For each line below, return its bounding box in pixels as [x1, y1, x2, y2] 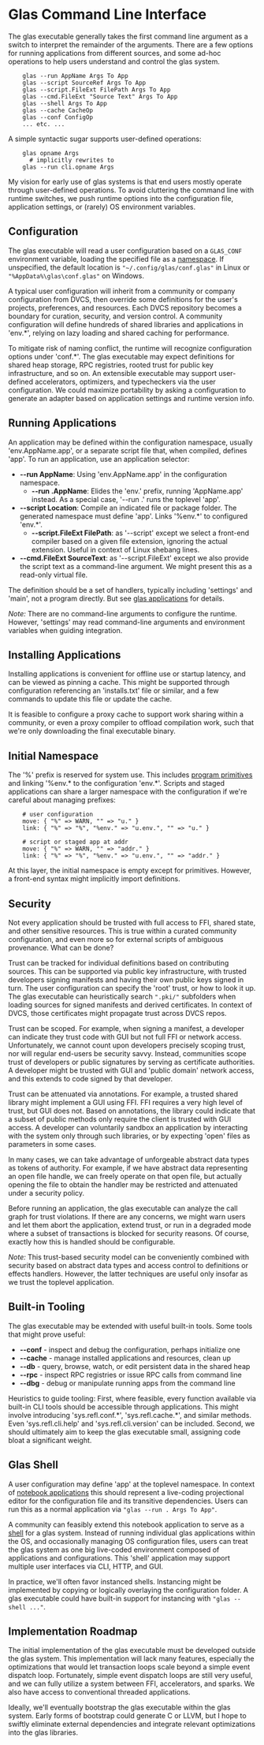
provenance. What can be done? [8, 943, 114, 952]
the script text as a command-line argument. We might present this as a [19, 561, 252, 571]
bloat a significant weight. [8, 1435, 92, 1445]
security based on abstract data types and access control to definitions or [8, 1261, 248, 1270]
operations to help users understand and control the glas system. [8, 57, 221, 66]
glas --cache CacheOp [22, 106, 93, 114]
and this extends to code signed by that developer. [8, 1074, 173, 1083]
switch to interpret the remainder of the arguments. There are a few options [8, 39, 254, 49]
